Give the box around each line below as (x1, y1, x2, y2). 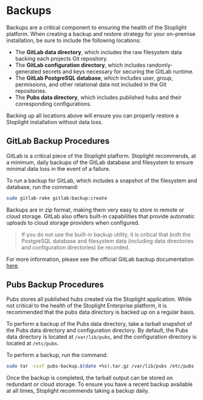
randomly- (146, 61, 173, 69)
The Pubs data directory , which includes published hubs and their (15, 94, 182, 101)
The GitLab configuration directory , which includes (15, 61, 146, 69)
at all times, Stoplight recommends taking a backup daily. (6, 387, 150, 395)
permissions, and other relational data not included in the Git (15, 80, 167, 88)
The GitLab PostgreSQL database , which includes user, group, (15, 74, 173, 81)
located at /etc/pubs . (6, 340, 59, 347)
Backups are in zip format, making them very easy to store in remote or (6, 206, 184, 213)
